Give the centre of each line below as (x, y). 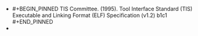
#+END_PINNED (32, 22)
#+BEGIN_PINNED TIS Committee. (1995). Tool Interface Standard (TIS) (102, 9)
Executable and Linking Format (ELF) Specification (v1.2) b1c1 (89, 15)
